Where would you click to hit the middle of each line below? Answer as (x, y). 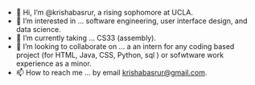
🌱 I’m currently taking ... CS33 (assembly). (86, 38)
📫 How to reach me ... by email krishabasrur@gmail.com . (111, 73)
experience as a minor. (54, 63)
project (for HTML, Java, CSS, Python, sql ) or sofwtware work (119, 55)
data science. (39, 29)
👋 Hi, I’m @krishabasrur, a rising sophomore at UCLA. (105, 12)
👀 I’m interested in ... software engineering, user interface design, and (132, 21)
